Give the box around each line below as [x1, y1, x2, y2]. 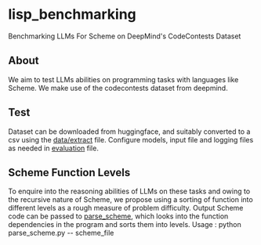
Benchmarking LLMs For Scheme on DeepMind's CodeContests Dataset [8, 31, 241, 41]
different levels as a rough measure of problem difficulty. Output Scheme [8, 204, 244, 213]
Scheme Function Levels [8, 166, 131, 179]
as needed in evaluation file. [8, 143, 100, 153]
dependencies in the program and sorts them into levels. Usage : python [8, 220, 241, 229]
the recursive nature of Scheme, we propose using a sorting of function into [8, 195, 253, 204]
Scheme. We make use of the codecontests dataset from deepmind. [8, 83, 229, 92]
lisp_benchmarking [8, 5, 137, 23]
